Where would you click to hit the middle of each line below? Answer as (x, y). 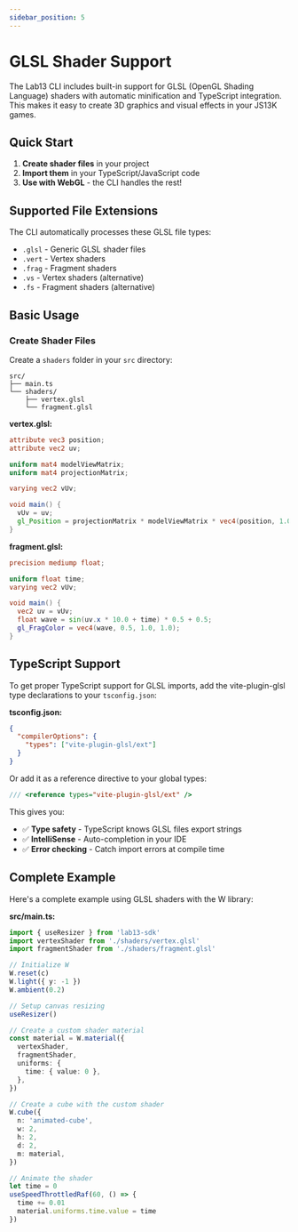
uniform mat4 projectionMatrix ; (69, 472)
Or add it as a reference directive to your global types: (108, 778)
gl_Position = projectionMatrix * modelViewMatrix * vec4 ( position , (146, 521)
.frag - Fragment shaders (69, 269)
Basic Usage (44, 315)
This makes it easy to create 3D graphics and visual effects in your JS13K (143, 105)
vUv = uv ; (35, 513)
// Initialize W (39, 965)
